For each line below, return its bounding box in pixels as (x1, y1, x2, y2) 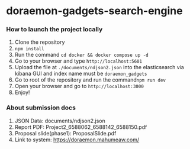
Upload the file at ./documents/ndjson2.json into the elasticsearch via (14, 64, 185, 71)
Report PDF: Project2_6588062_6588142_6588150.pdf (14, 123, 147, 131)
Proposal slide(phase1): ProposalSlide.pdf (14, 129, 117, 137)
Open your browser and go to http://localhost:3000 (14, 83, 144, 90)
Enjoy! (14, 89, 30, 96)
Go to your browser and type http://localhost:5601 (14, 57, 143, 64)
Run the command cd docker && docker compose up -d (14, 51, 149, 59)
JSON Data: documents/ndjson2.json (14, 117, 105, 124)
